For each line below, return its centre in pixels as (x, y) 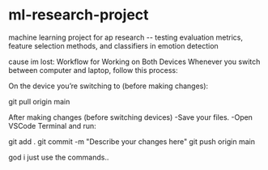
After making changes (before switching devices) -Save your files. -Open (131, 117)
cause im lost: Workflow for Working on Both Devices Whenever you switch (134, 62)
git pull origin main (39, 101)
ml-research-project (79, 15)
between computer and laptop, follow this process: (93, 70)
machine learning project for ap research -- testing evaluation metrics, (125, 37)
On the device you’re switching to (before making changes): (108, 86)
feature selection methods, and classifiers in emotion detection (113, 45)
